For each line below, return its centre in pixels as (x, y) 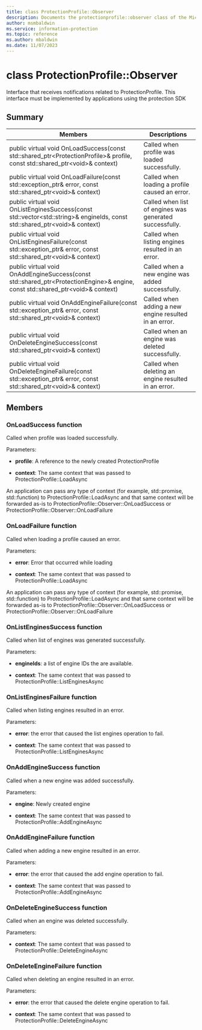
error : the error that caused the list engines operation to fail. (89, 733)
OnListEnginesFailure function (52, 697)
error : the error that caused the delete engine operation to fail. (92, 1003)
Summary (25, 117)
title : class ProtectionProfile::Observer (60, 12)
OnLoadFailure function (41, 526)
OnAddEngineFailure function (50, 837)
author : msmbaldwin (31, 23)
